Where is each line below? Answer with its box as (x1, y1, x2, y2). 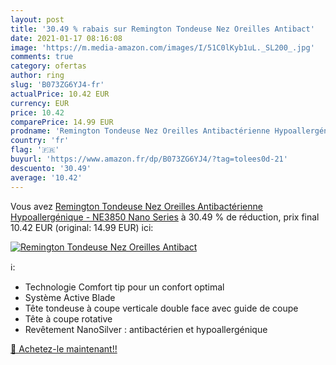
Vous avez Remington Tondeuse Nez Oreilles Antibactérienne (10, 200, 263, 212)
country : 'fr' (10, 136, 70, 146)
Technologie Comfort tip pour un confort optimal (24, 281, 225, 293)
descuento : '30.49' (10, 163, 92, 173)
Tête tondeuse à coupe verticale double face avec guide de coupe (24, 302, 299, 314)
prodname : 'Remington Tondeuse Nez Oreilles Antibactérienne (10, 126, 271, 136)
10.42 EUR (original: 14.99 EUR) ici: (10, 221, 154, 233)
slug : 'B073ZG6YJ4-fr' (10, 80, 105, 90)
